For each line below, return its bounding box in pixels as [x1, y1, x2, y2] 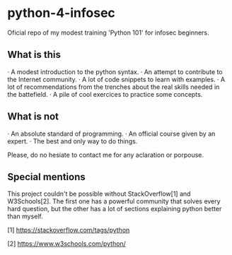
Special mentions [7, 171, 86, 183]
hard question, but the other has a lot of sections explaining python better [7, 205, 222, 213]
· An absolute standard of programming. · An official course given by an [7, 129, 216, 138]
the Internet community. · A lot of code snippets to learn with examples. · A [7, 75, 225, 83]
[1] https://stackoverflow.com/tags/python [7, 226, 130, 235]
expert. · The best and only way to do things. [7, 136, 138, 146]
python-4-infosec [7, 5, 115, 21]
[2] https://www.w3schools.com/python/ [7, 239, 126, 248]
